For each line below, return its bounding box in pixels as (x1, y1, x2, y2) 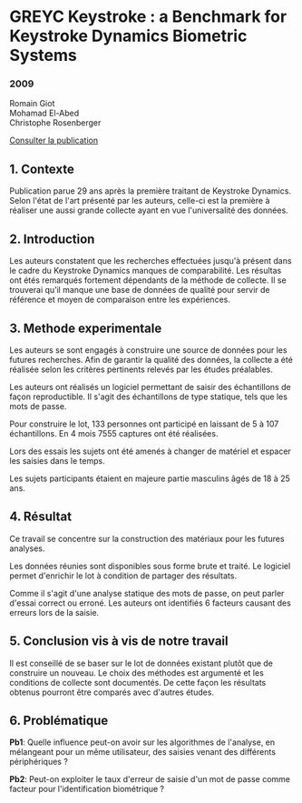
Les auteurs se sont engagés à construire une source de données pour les (9, 344, 287, 356)
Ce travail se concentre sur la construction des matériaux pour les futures (9, 533, 285, 544)
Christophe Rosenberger (9, 117, 102, 128)
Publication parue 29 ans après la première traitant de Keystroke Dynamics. (9, 186, 292, 196)
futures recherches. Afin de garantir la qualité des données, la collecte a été (9, 354, 293, 365)
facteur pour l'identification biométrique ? (9, 784, 165, 795)
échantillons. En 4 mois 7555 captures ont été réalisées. (9, 427, 219, 438)
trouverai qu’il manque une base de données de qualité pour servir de (9, 285, 270, 296)
